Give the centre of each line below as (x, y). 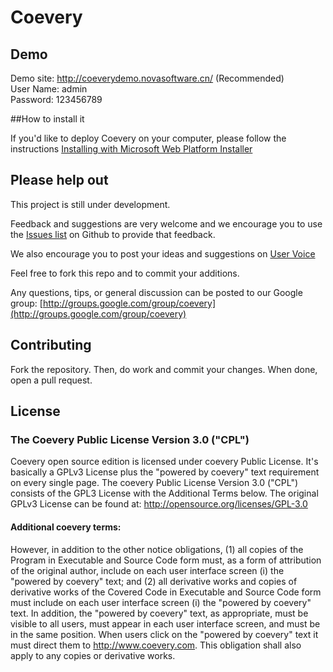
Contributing (51, 345)
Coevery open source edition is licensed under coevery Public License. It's (164, 462)
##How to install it (47, 119)
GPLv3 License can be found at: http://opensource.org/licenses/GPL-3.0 (159, 504)
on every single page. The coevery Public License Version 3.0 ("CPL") (154, 483)
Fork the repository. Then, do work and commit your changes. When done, (164, 369)
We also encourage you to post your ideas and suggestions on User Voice (163, 253)
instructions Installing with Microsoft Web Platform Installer (131, 149)
